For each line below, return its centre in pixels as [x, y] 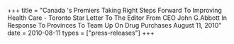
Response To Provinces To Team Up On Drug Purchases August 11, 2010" [115, 25]
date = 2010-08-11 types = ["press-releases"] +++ [81, 33]
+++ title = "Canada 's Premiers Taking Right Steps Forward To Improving [115, 10]
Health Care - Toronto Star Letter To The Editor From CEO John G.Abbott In [117, 18]
